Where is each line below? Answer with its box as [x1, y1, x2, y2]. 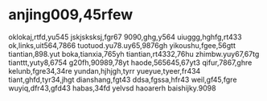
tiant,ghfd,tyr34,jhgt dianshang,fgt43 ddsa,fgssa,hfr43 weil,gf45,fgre [8, 75, 237, 84]
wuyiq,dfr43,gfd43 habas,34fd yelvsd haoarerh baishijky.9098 [8, 83, 216, 93]
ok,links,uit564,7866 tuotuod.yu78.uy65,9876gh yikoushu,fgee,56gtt [8, 40, 236, 50]
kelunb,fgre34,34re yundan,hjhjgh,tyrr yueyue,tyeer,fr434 [8, 66, 201, 75]
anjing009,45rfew [8, 6, 133, 24]
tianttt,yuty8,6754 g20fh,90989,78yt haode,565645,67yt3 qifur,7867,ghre [8, 58, 253, 67]
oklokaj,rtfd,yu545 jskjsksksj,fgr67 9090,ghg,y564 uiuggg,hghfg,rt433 [8, 32, 243, 42]
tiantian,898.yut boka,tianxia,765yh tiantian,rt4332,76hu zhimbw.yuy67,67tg [8, 49, 260, 59]
